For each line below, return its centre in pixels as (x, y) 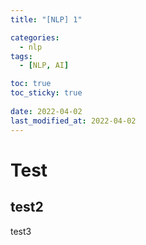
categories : (35, 37)
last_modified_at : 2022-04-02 (73, 121)
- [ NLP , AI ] (44, 66)
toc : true (31, 84)
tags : (21, 56)
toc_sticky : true (46, 93)
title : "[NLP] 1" (46, 19)
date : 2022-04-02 (46, 111)
